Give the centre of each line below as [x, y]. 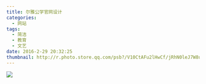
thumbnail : [20, 57]
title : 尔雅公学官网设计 [34, 12]
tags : [13, 29]
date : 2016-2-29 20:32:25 [39, 52]
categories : [21, 18]
